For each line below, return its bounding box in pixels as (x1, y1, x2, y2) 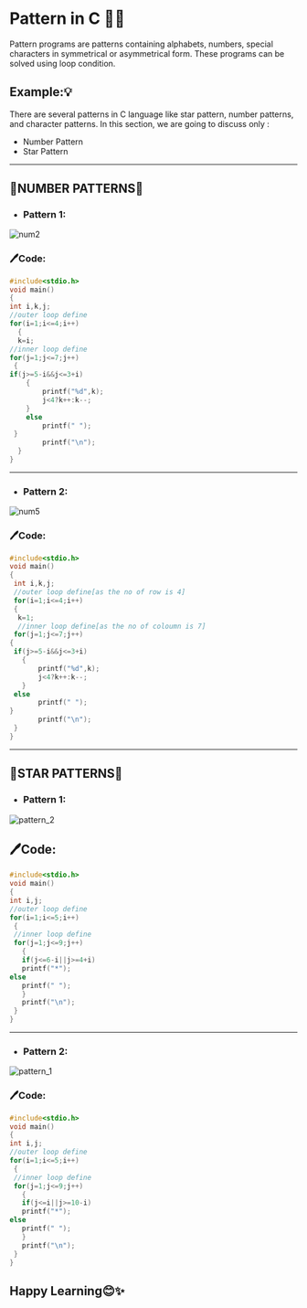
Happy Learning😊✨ (9, 1283, 125, 1299)
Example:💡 (9, 84, 73, 100)
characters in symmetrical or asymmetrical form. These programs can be (9, 48, 285, 58)
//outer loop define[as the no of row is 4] (13, 588, 185, 597)
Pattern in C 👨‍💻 (9, 8, 126, 29)
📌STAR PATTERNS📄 (9, 766, 123, 782)
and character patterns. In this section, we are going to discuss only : (9, 118, 270, 129)
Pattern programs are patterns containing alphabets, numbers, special (9, 38, 274, 49)
